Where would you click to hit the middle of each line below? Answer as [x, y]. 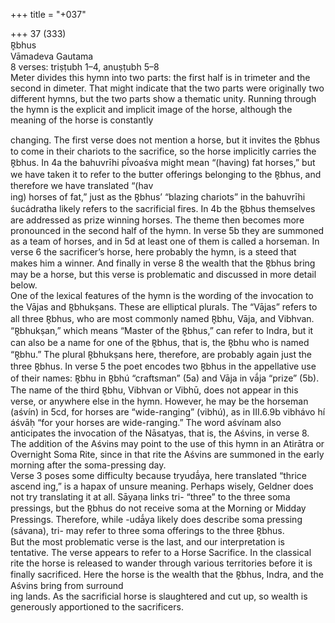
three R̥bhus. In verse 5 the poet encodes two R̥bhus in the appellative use [163, 366]
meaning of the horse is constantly [82, 120]
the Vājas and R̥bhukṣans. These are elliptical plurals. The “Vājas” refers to [164, 307]
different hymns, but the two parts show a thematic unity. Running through [163, 98]
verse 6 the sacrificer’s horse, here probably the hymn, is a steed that [153, 252]
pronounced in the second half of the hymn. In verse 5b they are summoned [167, 230]
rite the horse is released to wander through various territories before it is [161, 563]
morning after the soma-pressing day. [88, 465]
